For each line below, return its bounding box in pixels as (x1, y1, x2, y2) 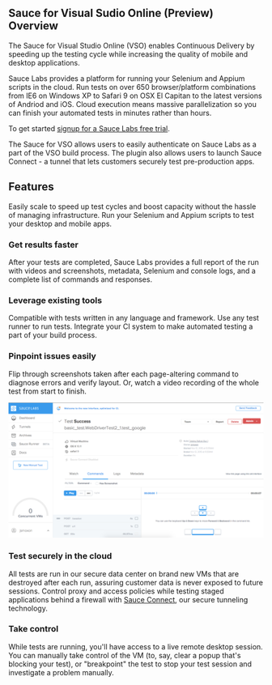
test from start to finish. (8, 386, 87, 396)
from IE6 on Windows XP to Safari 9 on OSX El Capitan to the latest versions (8, 91, 262, 100)
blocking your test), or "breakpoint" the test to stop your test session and (8, 659, 253, 669)
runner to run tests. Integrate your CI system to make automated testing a (8, 321, 253, 331)
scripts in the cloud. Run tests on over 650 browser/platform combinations (8, 82, 257, 91)
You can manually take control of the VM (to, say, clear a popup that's (8, 650, 241, 660)
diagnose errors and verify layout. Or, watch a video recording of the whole (8, 377, 260, 387)
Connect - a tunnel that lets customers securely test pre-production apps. (8, 156, 255, 166)
